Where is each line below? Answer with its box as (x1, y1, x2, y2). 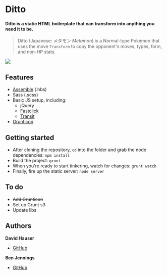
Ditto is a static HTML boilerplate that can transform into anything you (5, 20, 155, 26)
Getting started (5, 133, 54, 142)
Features (5, 73, 34, 81)
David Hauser (5, 235, 34, 241)
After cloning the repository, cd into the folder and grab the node (12, 147, 147, 153)
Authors (5, 221, 32, 231)
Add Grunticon (12, 196, 43, 202)
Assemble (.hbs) (12, 86, 47, 93)
